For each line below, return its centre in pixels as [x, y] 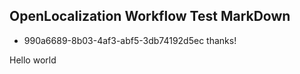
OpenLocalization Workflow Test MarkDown [150, 16]
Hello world [33, 60]
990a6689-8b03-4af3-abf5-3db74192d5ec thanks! [130, 40]
